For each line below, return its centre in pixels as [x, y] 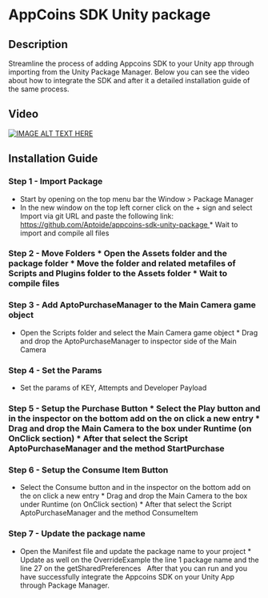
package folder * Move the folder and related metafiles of [122, 263]
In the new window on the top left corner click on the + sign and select [136, 207]
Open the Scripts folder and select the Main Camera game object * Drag [139, 332]
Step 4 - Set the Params [55, 370]
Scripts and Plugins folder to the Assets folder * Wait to [118, 274]
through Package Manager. [65, 585]
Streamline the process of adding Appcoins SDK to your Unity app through [131, 63]
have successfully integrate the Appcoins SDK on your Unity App [127, 576]
